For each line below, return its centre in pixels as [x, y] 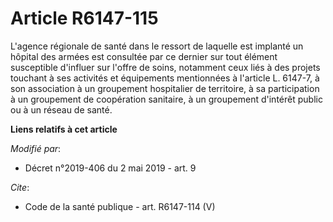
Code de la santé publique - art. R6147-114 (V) [120, 206]
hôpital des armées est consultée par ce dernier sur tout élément [144, 56]
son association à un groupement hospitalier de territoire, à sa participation [165, 88]
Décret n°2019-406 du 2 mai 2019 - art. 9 [110, 168]
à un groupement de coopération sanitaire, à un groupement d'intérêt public [166, 99]
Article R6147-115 [84, 18]
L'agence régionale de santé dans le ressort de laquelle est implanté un [157, 46]
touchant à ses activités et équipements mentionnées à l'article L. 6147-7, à [165, 78]
